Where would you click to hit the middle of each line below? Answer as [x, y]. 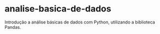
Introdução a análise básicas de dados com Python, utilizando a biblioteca [80, 22]
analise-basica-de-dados [58, 9]
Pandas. [13, 27]
